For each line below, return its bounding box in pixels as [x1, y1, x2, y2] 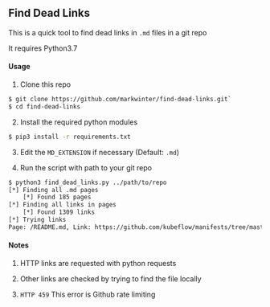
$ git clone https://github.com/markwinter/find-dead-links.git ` [8, 96, 231, 104]
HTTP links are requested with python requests [19, 258, 177, 268]
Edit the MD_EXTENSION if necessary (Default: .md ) [19, 147, 179, 157]
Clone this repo [19, 80, 71, 89]
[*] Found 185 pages [22, 193, 92, 202]
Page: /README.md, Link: [8, 223, 92, 231]
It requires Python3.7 [8, 43, 78, 53]
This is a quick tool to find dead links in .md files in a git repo [8, 27, 207, 37]
